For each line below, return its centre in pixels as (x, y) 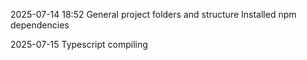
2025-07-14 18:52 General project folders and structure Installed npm (153, 14)
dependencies (40, 25)
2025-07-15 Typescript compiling (79, 44)
